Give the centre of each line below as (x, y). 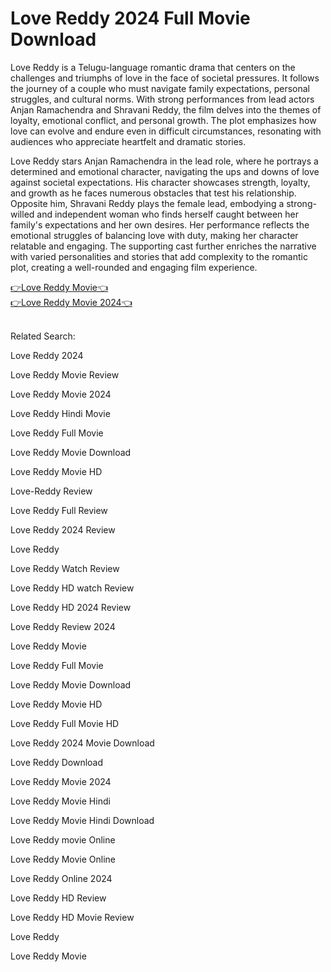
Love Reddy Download (57, 762)
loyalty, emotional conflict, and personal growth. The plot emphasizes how (163, 120)
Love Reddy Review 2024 (63, 626)
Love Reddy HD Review (58, 898)
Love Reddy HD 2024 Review (71, 607)
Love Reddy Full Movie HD (65, 723)
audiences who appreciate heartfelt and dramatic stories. (128, 141)
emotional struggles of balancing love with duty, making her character (154, 235)
